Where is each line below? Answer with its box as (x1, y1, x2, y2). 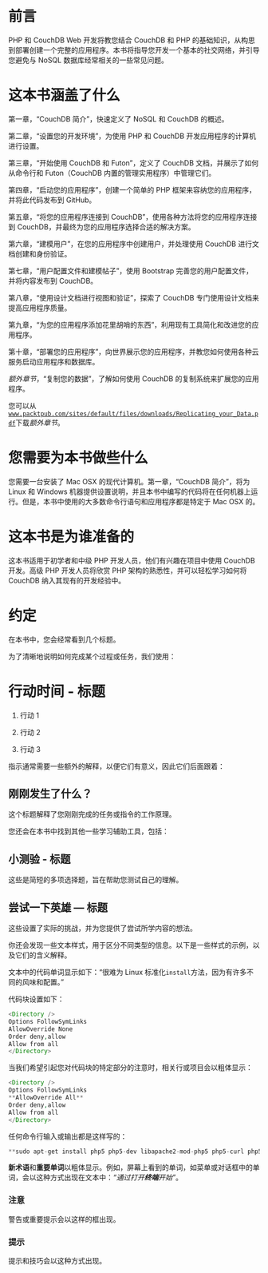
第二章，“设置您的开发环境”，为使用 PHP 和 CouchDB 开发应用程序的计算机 (8, 131, 257, 141)
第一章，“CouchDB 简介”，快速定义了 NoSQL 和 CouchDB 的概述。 (8, 113, 229, 124)
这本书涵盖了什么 (8, 86, 121, 105)
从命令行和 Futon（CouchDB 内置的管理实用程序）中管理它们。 (8, 168, 216, 177)
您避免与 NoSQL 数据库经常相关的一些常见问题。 (8, 55, 169, 65)
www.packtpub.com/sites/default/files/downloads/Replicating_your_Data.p (8, 409, 259, 418)
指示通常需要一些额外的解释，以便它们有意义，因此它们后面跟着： (8, 761, 225, 771)
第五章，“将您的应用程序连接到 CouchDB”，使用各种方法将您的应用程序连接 (8, 212, 258, 221)
